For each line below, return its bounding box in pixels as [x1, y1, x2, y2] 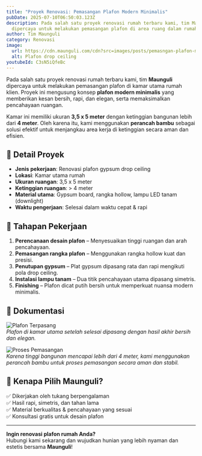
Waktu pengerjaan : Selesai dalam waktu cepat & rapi [14, 204, 147, 211]
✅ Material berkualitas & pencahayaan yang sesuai [6, 405, 132, 413]
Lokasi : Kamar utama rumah [14, 172, 85, 179]
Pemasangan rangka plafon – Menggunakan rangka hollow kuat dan [14, 250, 186, 257]
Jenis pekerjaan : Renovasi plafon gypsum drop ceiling [14, 165, 151, 173]
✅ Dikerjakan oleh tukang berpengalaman [6, 392, 109, 399]
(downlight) [14, 197, 44, 205]
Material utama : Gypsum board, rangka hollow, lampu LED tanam [14, 191, 177, 199]
